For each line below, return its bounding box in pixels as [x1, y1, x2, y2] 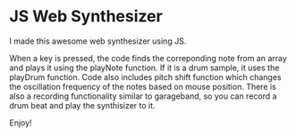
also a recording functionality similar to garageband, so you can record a [9, 91, 277, 101]
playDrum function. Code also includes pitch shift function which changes [9, 71, 282, 82]
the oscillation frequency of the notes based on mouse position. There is [9, 81, 277, 92]
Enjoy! [9, 117, 33, 128]
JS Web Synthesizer [9, 6, 163, 27]
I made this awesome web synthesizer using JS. [9, 36, 187, 46]
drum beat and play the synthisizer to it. [9, 100, 156, 110]
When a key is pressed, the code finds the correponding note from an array [9, 52, 288, 63]
